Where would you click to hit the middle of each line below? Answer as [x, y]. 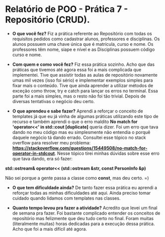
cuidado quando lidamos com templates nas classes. [66, 198]
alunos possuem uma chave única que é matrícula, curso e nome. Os [83, 44]
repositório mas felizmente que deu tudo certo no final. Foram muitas [83, 218]
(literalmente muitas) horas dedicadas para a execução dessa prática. [83, 224]
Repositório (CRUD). [48, 20]
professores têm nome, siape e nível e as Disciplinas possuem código [83, 49]
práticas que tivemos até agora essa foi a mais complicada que [77, 69]
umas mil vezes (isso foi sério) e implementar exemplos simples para [82, 80]
